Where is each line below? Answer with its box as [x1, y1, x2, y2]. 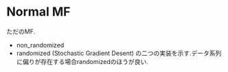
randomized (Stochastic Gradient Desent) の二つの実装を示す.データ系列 [16, 49, 222, 57]
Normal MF [6, 4, 71, 20]
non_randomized [16, 41, 65, 49]
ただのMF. [6, 27, 36, 35]
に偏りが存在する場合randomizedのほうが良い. [16, 57, 149, 65]
